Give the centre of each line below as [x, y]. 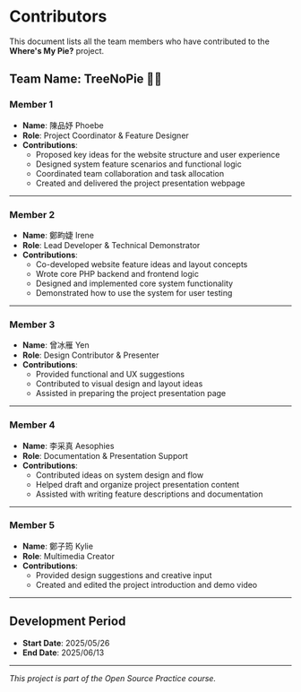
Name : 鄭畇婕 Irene [58, 235]
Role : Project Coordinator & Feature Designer [106, 135]
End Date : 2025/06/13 [63, 653]
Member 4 [32, 425]
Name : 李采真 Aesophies [68, 445]
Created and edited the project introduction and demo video [146, 584]
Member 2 [32, 214]
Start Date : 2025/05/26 [66, 643]
